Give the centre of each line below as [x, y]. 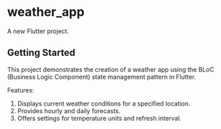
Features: [21, 90]
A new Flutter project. [38, 31]
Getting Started [41, 53]
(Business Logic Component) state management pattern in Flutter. [102, 77]
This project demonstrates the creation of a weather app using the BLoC [110, 69]
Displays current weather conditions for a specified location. [104, 103]
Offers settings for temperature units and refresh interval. [99, 118]
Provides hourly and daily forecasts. [69, 110]
